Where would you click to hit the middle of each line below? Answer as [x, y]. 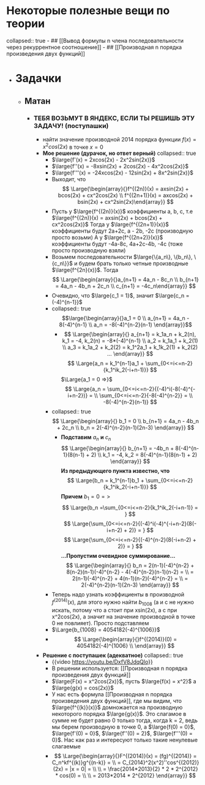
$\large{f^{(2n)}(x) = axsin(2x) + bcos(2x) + [107, 218]
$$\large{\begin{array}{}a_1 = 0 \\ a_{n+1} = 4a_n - [126, 318]
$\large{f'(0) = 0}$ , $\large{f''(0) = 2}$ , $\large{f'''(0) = [122, 733]
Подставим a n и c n [86, 438]
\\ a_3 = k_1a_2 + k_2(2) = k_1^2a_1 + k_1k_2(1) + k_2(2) [130, 347]
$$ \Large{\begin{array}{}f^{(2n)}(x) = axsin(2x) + [125, 189]
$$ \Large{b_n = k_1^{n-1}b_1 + [106, 481]
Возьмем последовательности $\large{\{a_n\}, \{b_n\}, [122, 257]
